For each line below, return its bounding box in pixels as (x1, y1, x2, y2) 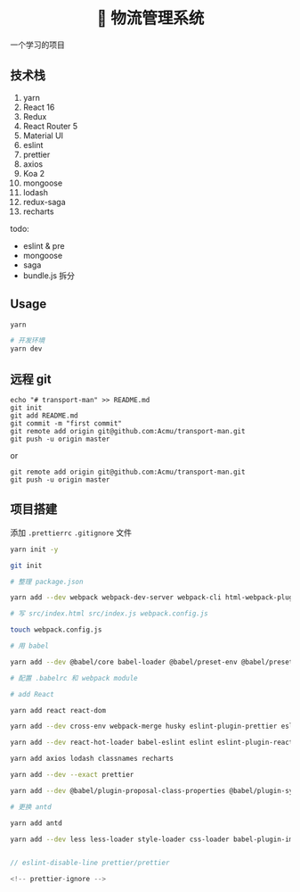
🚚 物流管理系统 (96, 8, 205, 29)
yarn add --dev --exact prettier (10, 771, 134, 780)
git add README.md (10, 411, 78, 420)
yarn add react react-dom (10, 706, 106, 714)
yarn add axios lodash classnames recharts (10, 755, 174, 764)
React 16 (22, 102, 55, 112)
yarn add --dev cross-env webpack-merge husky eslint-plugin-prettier (10, 722, 278, 731)
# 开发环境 (10, 336, 45, 345)
